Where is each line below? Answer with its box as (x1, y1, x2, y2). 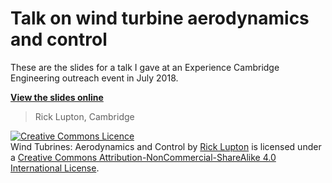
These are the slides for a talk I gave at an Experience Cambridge (10, 61, 280, 73)
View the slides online (10, 91, 104, 103)
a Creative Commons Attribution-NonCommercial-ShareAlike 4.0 (10, 151, 277, 163)
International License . (10, 162, 100, 174)
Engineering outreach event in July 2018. (10, 72, 179, 84)
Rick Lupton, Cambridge (34, 110, 135, 122)
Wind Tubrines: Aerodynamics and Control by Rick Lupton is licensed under (10, 140, 322, 152)
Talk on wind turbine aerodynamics (10, 7, 310, 30)
